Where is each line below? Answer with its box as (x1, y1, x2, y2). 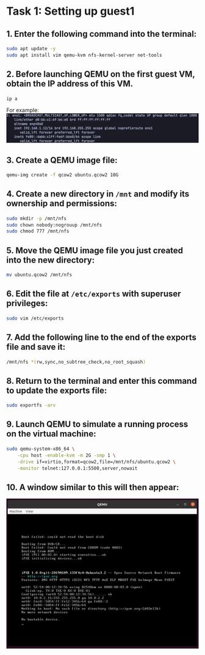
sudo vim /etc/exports (6, 315, 64, 321)
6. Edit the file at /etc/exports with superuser (6, 289, 181, 299)
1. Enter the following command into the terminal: (6, 29, 197, 39)
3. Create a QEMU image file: (6, 155, 118, 165)
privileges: (6, 298, 48, 309)
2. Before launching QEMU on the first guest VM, (6, 69, 195, 80)
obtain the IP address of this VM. (6, 78, 134, 89)
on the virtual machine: (6, 429, 96, 439)
